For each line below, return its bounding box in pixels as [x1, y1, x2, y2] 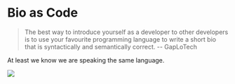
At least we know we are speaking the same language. [7, 56, 165, 64]
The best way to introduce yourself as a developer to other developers [24, 28, 229, 36]
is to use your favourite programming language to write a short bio [24, 35, 216, 43]
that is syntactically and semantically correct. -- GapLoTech [24, 42, 198, 51]
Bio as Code [7, 5, 79, 21]
